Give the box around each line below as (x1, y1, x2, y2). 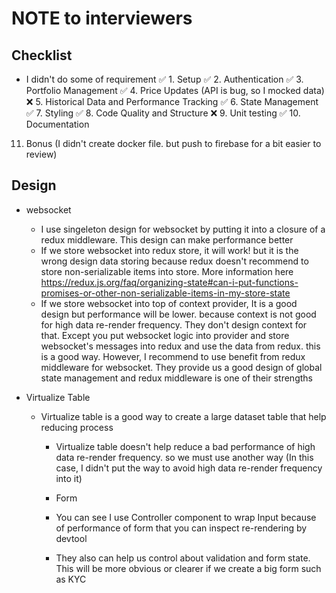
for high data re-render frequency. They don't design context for (40, 318, 308, 331)
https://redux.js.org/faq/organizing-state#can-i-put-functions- (40, 276, 299, 288)
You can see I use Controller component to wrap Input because (55, 511, 317, 523)
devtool (55, 532, 88, 544)
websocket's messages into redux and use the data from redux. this (40, 340, 321, 352)
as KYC (55, 573, 87, 585)
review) (25, 148, 58, 160)
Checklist (11, 47, 73, 64)
